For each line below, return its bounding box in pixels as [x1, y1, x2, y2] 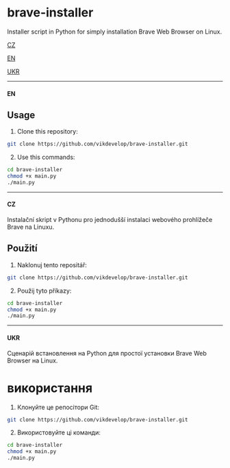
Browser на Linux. [7, 356, 58, 365]
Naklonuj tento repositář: [16, 260, 87, 269]
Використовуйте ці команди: [16, 428, 101, 436]
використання [7, 380, 93, 395]
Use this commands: [16, 153, 75, 162]
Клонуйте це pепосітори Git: [16, 403, 100, 411]
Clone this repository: [16, 127, 78, 136]
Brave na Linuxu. [7, 223, 55, 231]
